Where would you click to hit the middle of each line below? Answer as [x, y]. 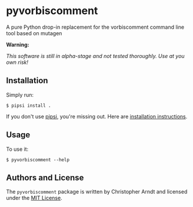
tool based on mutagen [34, 33]
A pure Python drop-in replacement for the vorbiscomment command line [95, 27]
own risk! [17, 62]
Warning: [18, 45]
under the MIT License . [34, 198]
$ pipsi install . [29, 106]
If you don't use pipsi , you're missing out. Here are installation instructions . [97, 116]
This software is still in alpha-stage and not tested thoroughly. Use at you [95, 56]
